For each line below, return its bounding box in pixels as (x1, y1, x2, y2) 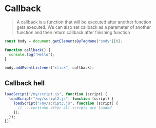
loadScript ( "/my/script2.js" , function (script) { (9, 96, 114, 101)
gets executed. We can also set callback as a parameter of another (16, 24, 151, 30)
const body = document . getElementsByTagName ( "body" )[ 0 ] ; (4, 38, 123, 44)
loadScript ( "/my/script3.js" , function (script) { (13, 101, 118, 106)
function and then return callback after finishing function (16, 29, 130, 35)
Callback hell (4, 79, 45, 87)
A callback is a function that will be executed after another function (16, 19, 152, 25)
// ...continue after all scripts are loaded (17, 105, 112, 110)
